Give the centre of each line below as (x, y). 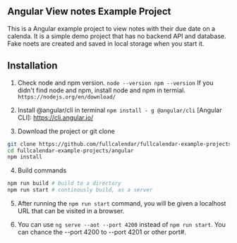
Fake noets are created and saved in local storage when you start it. (106, 43)
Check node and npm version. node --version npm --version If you (115, 82)
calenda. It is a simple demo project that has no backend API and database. (117, 36)
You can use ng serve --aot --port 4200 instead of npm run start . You (121, 224)
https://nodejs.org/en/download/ (67, 97)
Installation (32, 66)
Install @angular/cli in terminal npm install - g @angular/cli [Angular (120, 110)
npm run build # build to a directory (64, 183)
